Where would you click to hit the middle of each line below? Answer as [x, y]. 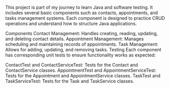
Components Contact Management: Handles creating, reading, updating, [82, 33]
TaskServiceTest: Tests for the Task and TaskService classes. [70, 81]
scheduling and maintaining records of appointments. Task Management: [82, 44]
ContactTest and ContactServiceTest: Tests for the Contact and [72, 65]
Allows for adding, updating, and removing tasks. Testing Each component [83, 50]
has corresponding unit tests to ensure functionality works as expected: [81, 55]
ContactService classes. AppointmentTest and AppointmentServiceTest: [81, 70]
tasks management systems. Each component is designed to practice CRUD [85, 18]
